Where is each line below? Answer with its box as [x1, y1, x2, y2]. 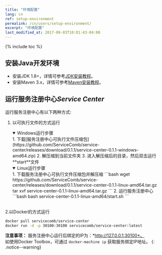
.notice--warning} [5, 244, 42, 250]
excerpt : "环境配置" [5, 26, 44, 31]
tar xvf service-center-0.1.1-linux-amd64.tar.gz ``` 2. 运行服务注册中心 [12, 188, 154, 193]
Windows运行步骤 [17, 130, 53, 136]
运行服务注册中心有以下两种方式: [5, 109, 72, 115]
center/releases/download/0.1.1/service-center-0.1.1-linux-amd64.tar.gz [12, 182, 157, 188]
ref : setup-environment [5, 16, 54, 21]
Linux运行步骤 [17, 165, 46, 171]
